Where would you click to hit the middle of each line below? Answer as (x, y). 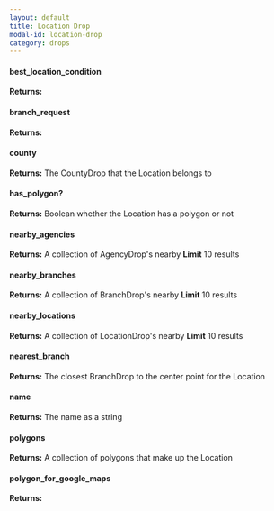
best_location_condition (55, 71)
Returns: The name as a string (66, 417)
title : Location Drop (50, 26)
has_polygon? (36, 194)
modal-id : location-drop (56, 34)
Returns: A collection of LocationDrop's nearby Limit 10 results (126, 335)
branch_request (40, 113)
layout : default (40, 18)
